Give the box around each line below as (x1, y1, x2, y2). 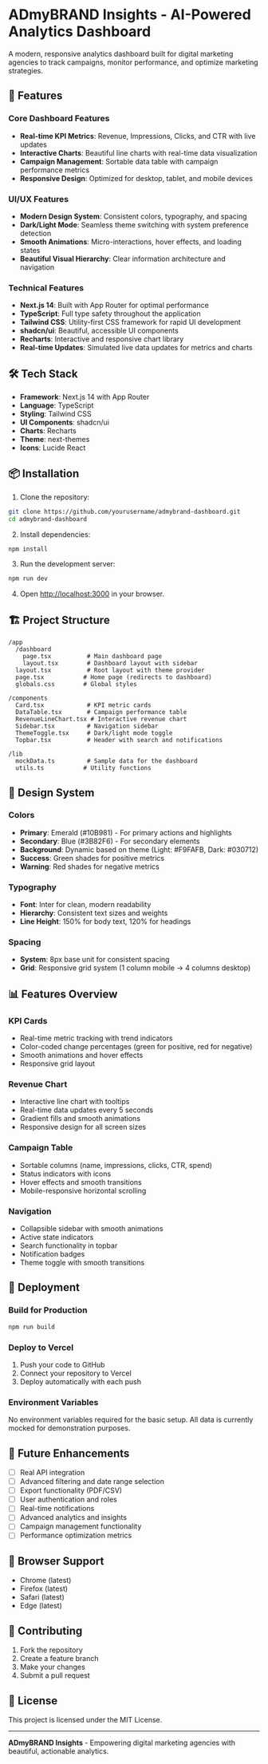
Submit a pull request (19, 1671, 90, 1680)
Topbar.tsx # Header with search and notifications (15, 736, 223, 744)
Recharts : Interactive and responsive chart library (19, 334, 184, 344)
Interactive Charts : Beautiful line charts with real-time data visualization (19, 148, 258, 157)
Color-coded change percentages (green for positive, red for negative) (19, 1042, 253, 1052)
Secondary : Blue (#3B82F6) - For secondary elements (19, 836, 200, 846)
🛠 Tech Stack (8, 367, 78, 381)
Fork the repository (19, 1645, 84, 1655)
